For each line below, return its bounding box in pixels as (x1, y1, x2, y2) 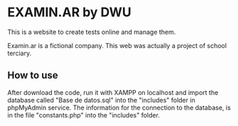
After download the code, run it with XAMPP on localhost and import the (7, 88, 219, 96)
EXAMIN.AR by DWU (7, 4, 131, 21)
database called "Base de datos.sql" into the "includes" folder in (7, 96, 195, 104)
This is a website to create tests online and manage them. (7, 28, 176, 36)
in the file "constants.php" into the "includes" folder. (7, 110, 160, 119)
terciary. (7, 49, 32, 57)
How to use (7, 69, 58, 81)
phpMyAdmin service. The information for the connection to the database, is (7, 103, 231, 112)
